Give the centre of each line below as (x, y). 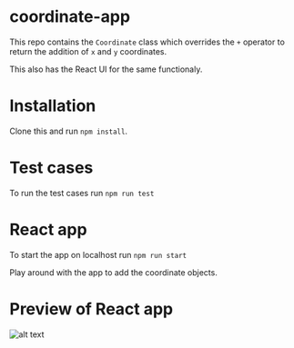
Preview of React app (91, 308)
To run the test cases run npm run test (82, 193)
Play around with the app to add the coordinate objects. (114, 272)
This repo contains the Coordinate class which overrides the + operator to (147, 42)
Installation (53, 106)
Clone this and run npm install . (69, 131)
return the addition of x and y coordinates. (88, 51)
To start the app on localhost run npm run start (98, 254)
